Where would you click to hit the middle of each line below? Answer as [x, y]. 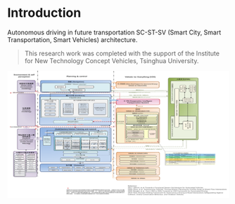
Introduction [44, 13]
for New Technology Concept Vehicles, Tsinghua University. [112, 60]
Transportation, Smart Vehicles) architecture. [72, 39]
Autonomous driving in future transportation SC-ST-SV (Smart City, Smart [114, 32]
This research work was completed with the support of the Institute [122, 53]
